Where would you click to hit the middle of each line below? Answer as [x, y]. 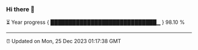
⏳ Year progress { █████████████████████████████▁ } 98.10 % [95, 22]
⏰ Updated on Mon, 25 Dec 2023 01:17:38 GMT [64, 41]
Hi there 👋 [21, 9]
